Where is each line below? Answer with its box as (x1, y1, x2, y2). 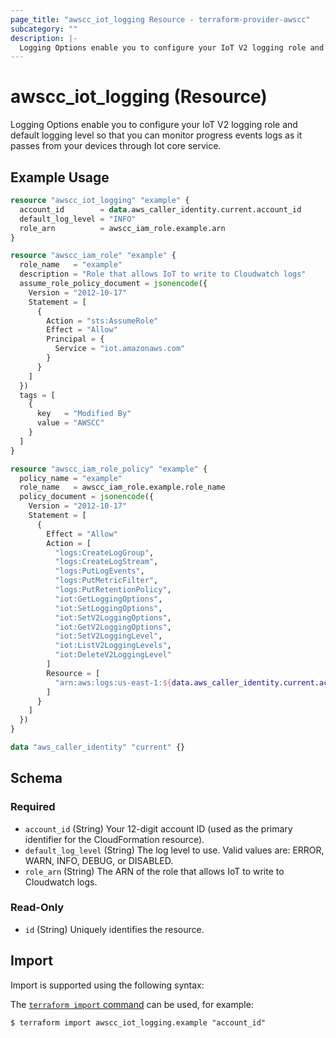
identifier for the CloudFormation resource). (24, 833, 205, 845)
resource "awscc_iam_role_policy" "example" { (10, 464, 208, 474)
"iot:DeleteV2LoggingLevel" (54, 650, 172, 660)
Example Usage (10, 169, 110, 186)
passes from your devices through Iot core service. (10, 140, 222, 152)
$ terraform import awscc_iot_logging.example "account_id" (10, 1017, 267, 1028)
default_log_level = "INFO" (19, 214, 137, 224)
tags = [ (19, 390, 56, 400)
